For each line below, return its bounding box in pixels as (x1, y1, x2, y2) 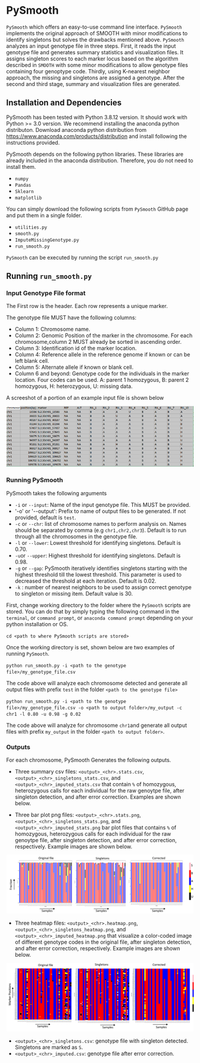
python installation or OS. (6, 620, 68, 627)
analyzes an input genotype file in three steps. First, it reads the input (6, 42, 176, 50)
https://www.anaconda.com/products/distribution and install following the (6, 133, 187, 140)
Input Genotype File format (6, 289, 86, 297)
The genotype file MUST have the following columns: (6, 314, 137, 321)
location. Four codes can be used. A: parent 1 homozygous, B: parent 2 (14, 377, 189, 384)
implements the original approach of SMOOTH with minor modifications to (6, 29, 188, 36)
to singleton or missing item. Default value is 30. (14, 590, 133, 597)
